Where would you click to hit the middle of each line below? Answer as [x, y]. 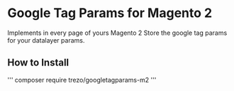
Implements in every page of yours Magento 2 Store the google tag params [117, 33]
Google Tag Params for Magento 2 [110, 13]
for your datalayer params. [46, 40]
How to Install [38, 63]
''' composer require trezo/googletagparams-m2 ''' [82, 80]
